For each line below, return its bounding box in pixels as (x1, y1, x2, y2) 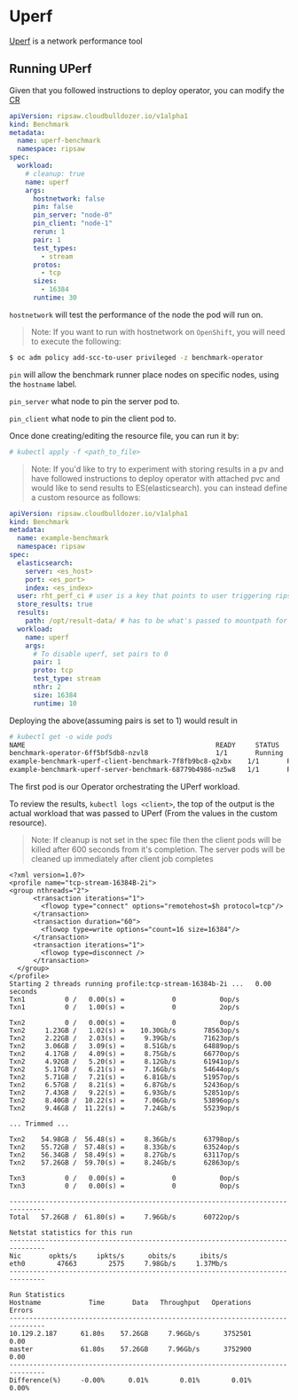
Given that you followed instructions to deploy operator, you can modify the (9, 84, 286, 95)
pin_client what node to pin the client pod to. (9, 413, 176, 424)
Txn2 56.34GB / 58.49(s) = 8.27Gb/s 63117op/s (9, 1150, 240, 1159)
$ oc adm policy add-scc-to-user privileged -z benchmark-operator (9, 353, 264, 362)
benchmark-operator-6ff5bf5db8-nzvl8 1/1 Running (9, 749, 284, 758)
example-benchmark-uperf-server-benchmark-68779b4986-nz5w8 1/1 (9, 766, 260, 775)
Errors (9, 1306, 34, 1315)
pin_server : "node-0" (32, 211, 114, 219)
